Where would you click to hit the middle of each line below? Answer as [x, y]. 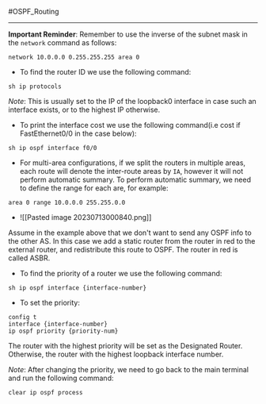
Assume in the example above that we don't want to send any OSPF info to [130, 233]
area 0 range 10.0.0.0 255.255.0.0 [67, 202]
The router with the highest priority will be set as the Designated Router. [125, 346]
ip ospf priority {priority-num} [63, 331]
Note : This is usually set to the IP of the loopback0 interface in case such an [133, 101]
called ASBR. [29, 258]
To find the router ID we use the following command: [105, 72]
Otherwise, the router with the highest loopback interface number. [116, 354]
